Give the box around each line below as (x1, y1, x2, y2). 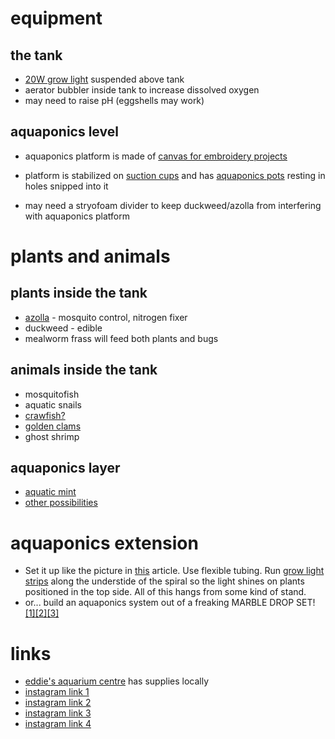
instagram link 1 (24, 686, 90, 698)
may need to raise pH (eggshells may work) (24, 95, 205, 106)
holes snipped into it (24, 180, 109, 192)
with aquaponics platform (24, 210, 130, 222)
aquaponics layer (10, 460, 121, 477)
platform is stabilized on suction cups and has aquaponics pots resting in (24, 169, 326, 181)
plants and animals (10, 245, 171, 267)
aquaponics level (10, 123, 119, 141)
